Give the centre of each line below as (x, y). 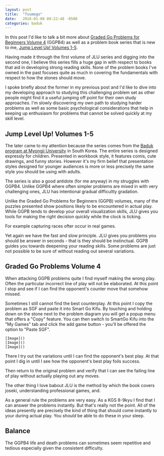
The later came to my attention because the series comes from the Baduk (79, 146)
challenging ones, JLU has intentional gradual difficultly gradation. (72, 192)
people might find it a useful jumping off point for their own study (71, 98)
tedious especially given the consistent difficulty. (54, 448)
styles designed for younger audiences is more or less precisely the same (80, 166)
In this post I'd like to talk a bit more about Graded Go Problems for (72, 37)
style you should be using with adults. (43, 172)
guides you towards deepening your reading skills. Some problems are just (80, 246)
